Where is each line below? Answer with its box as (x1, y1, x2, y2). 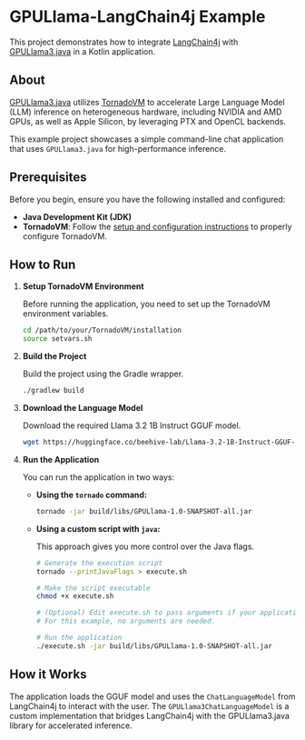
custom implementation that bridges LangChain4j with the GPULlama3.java (9, 710, 290, 721)
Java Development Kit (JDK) (22, 211, 133, 222)
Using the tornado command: (35, 489, 148, 500)
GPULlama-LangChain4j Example (9, 6, 266, 27)
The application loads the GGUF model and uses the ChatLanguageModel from (9, 691, 296, 702)
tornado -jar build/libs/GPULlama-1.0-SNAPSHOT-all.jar (35, 506, 252, 515)
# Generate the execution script (35, 558, 163, 567)
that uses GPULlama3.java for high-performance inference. (9, 143, 227, 154)
